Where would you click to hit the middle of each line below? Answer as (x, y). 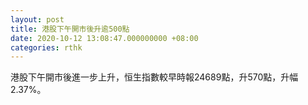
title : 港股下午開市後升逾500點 (70, 29)
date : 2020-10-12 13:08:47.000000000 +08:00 (104, 38)
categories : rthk (46, 47)
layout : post (37, 19)
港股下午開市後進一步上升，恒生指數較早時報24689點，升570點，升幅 (154, 77)
